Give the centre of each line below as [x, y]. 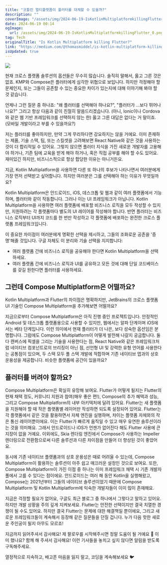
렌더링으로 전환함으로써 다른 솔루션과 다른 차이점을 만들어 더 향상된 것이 [75, 440]
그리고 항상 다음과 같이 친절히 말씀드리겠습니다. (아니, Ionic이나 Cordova [89, 111]
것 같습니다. [17, 94]
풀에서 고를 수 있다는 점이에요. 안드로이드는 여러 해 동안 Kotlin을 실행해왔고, [78, 475]
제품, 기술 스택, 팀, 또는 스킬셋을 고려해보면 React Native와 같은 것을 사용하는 [85, 140]
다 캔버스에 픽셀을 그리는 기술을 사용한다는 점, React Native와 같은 [70, 341]
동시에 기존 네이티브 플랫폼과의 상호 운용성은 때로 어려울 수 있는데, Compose [80, 457]
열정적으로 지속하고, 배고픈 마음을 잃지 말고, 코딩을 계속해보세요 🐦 [70, 557]
